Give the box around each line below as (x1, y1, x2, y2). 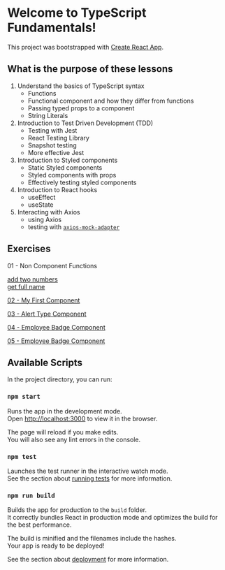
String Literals (27, 111, 68, 119)
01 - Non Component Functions (7, 261, 98, 270)
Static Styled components (27, 163, 103, 172)
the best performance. (7, 520, 72, 529)
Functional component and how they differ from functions (27, 96, 194, 105)
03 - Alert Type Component (7, 309, 87, 318)
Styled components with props (27, 170, 117, 179)
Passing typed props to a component (27, 103, 135, 112)
